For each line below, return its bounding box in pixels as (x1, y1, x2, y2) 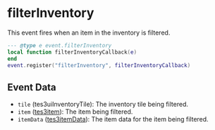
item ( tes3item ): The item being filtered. (17, 107, 133, 116)
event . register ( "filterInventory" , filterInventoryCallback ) (7, 61, 191, 69)
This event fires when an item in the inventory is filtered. (7, 28, 171, 37)
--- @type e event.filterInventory (7, 42, 112, 49)
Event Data (7, 81, 56, 93)
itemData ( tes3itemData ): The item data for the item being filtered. (17, 115, 209, 124)
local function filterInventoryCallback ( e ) (7, 48, 137, 56)
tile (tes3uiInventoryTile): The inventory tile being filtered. (17, 100, 189, 109)
